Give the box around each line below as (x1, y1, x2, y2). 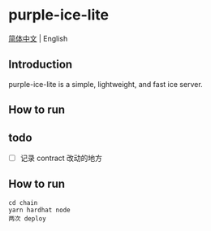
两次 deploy (8, 214, 46, 223)
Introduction (8, 58, 73, 72)
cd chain (8, 198, 38, 207)
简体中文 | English (8, 33, 68, 43)
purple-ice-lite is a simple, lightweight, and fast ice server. (8, 79, 203, 89)
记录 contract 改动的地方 (19, 153, 103, 163)
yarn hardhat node (8, 206, 71, 214)
